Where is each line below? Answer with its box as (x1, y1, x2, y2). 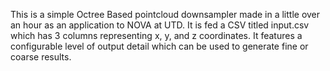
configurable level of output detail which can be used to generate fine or (10, 40, 309, 52)
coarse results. (10, 51, 72, 63)
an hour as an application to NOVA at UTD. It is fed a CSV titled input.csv (10, 19, 310, 31)
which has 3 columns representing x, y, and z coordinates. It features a (10, 30, 303, 41)
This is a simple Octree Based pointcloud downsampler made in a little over (10, 9, 321, 20)
